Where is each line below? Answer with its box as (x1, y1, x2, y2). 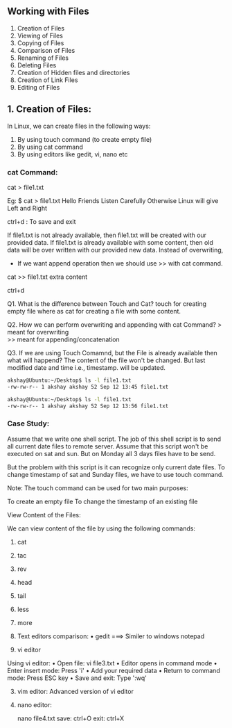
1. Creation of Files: (7, 104, 92, 115)
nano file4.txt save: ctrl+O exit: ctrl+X (17, 714, 125, 722)
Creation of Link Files (17, 76, 78, 84)
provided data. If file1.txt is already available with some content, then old (7, 238, 213, 246)
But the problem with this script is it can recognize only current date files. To (7, 462, 225, 471)
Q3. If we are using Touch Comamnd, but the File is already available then (7, 348, 218, 357)
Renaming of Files (17, 54, 69, 62)
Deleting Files (17, 60, 57, 69)
